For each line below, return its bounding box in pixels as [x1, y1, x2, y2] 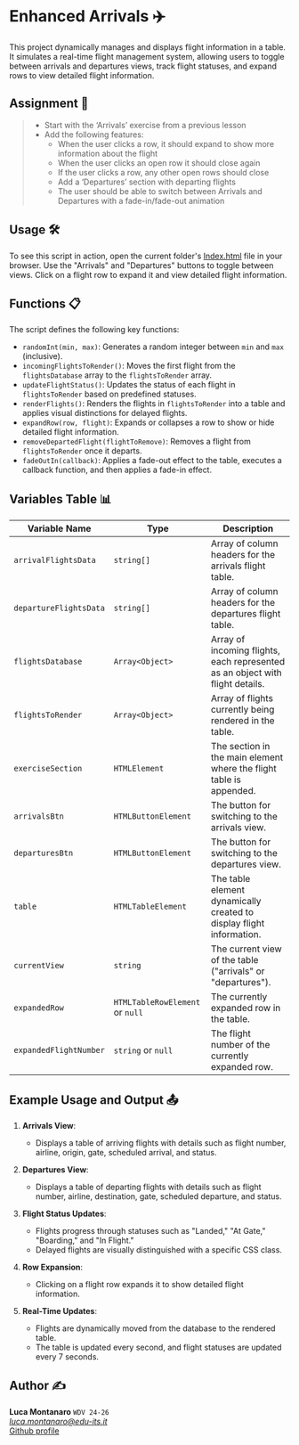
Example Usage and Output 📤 [9, 1092, 179, 1107]
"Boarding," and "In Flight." [35, 1235, 134, 1245]
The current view [210, 943, 282, 955]
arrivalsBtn [13, 812, 65, 821]
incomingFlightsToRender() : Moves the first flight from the [21, 361, 236, 371]
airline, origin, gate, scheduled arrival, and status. [35, 1147, 217, 1157]
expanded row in [210, 1002, 281, 1015]
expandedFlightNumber [13, 1045, 105, 1056]
